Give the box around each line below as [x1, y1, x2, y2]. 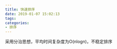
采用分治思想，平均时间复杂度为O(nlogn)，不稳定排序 [5, 39, 113, 45]
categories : [5, 20, 29, 25]
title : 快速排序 [5, 7, 35, 12]
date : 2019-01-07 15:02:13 [5, 12, 60, 16]
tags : [5, 16, 16, 21]
